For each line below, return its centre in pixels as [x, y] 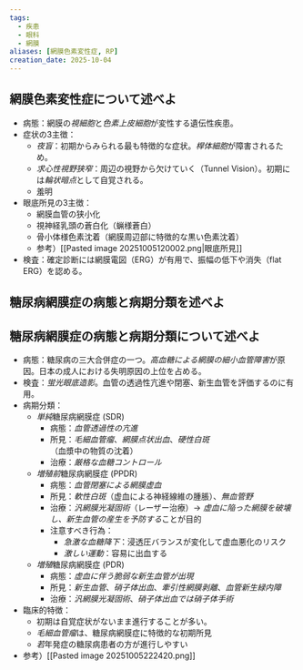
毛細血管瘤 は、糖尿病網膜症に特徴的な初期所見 [124, 633]
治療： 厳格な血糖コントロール [106, 462]
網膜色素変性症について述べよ [93, 100]
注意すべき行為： [81, 531]
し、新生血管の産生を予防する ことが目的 [126, 519]
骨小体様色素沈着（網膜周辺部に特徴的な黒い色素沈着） [140, 237]
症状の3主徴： [49, 134]
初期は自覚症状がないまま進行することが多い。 [124, 622]
